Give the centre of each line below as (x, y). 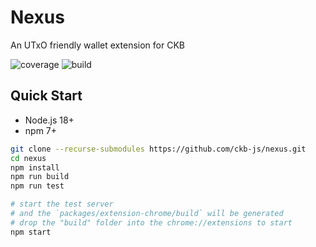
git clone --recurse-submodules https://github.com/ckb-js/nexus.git (158, 149)
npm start (31, 232)
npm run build (40, 177)
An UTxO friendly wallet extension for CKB (97, 45)
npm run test (37, 186)
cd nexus (28, 158)
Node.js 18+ (49, 120)
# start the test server (62, 204)
